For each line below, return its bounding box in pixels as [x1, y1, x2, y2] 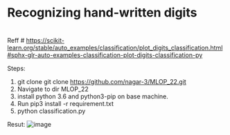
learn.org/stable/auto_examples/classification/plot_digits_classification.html [7, 43, 223, 52]
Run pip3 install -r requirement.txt [17, 100, 114, 108]
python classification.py [17, 107, 86, 115]
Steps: [7, 64, 26, 73]
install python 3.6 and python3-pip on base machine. [17, 92, 168, 101]
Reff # [7, 37, 25, 45]
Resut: [7, 121, 26, 129]
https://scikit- [26, 37, 64, 45]
